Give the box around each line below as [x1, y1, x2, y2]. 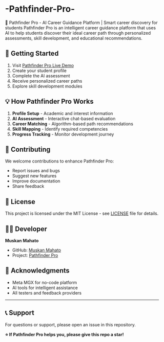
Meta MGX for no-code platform [12, 279, 77, 285]
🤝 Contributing [5, 145, 51, 154]
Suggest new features [12, 173, 57, 179]
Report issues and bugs [12, 168, 60, 174]
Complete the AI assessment [12, 72, 70, 79]
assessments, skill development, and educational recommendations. [5, 35, 143, 41]
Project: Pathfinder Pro [12, 252, 59, 258]
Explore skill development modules [12, 83, 82, 89]
